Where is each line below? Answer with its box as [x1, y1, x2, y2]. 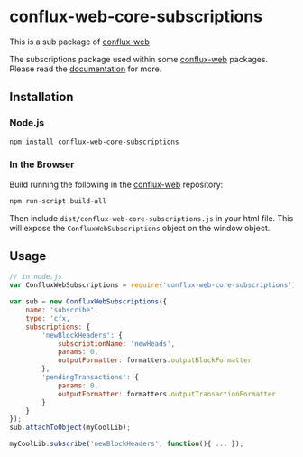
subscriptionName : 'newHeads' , [57, 339, 176, 349]
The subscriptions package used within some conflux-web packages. [9, 53, 269, 64]
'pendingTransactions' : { [41, 373, 140, 382]
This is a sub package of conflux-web [9, 36, 151, 47]
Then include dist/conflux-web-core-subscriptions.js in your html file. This [9, 212, 294, 223]
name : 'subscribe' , [25, 305, 99, 315]
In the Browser [9, 158, 75, 171]
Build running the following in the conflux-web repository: [9, 179, 224, 190]
